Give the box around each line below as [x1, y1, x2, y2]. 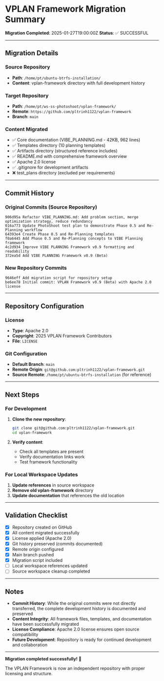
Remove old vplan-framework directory [12, 487, 94, 493]
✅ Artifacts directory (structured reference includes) [12, 148, 118, 154]
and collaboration [12, 642, 48, 648]
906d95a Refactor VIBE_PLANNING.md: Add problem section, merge [5, 214, 139, 219]
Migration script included [12, 557, 63, 563]
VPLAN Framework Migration [5, 3, 126, 15]
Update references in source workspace [12, 482, 95, 488]
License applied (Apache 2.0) [12, 535, 72, 541]
